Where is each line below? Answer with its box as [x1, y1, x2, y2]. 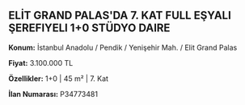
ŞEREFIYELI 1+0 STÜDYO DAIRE [8, 22, 171, 35]
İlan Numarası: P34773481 [8, 89, 99, 99]
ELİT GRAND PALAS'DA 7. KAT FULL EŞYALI [8, 9, 232, 22]
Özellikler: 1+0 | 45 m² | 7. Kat [8, 74, 109, 83]
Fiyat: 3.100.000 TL [8, 58, 74, 67]
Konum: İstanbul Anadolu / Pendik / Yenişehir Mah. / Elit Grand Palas [8, 42, 238, 52]
